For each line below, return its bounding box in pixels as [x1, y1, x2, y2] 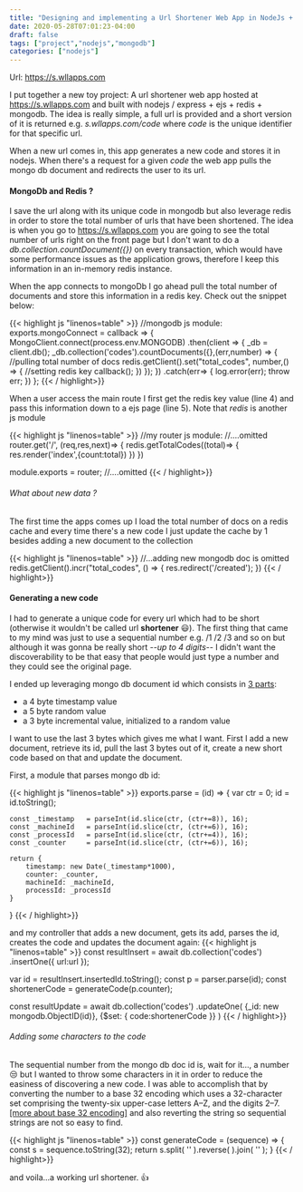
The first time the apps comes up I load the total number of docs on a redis [9, 516, 289, 527]
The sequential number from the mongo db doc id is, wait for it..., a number [9, 1059, 289, 1070]
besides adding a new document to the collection [9, 535, 194, 546]
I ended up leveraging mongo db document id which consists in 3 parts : [9, 678, 278, 689]
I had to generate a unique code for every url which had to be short [9, 613, 260, 624]
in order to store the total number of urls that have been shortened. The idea [9, 215, 294, 227]
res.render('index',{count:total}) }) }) [9, 450, 145, 460]
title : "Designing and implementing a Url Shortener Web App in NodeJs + [9, 13, 294, 23]
